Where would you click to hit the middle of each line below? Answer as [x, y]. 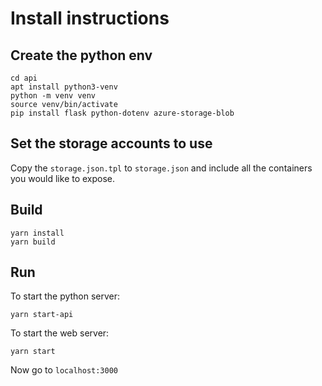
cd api [24, 78]
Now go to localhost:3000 [64, 370]
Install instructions [90, 18]
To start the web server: [60, 333]
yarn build [33, 242]
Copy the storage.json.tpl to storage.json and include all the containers [161, 168]
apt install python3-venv [64, 87]
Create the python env [81, 55]
